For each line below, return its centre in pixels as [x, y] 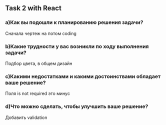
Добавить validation [26, 117]
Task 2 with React [33, 8]
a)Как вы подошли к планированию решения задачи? [74, 22]
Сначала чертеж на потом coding [41, 33]
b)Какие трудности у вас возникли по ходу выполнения [77, 46]
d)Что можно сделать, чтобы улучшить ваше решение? [77, 106]
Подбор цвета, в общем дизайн [39, 63]
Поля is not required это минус [37, 93]
